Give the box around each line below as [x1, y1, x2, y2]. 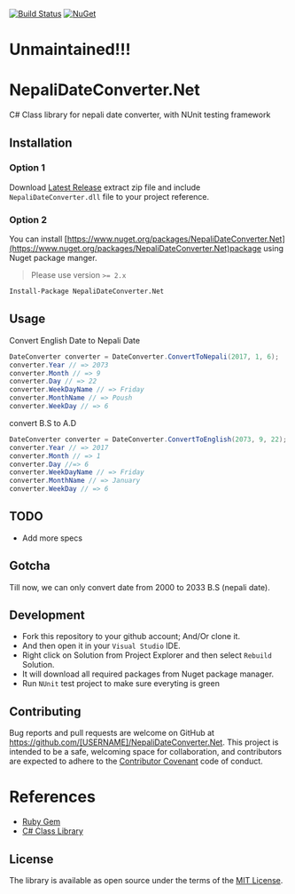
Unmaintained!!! [9, 40, 131, 59]
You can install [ [9, 233, 68, 244]
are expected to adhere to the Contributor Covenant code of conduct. [9, 756, 263, 767]
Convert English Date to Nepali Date [9, 335, 140, 345]
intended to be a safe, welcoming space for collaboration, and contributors [9, 747, 282, 757]
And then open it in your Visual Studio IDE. [21, 640, 182, 652]
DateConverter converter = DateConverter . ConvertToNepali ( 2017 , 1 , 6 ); [9, 352, 279, 361]
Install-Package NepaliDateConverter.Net [9, 287, 165, 297]
